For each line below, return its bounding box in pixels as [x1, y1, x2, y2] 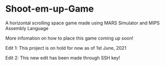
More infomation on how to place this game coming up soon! [5, 35, 134, 41]
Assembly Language [5, 25, 49, 31]
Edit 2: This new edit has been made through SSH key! [5, 54, 120, 61]
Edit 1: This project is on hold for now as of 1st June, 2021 [5, 45, 127, 51]
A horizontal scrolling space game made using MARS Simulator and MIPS [5, 20, 160, 26]
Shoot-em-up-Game [5, 3, 94, 15]
